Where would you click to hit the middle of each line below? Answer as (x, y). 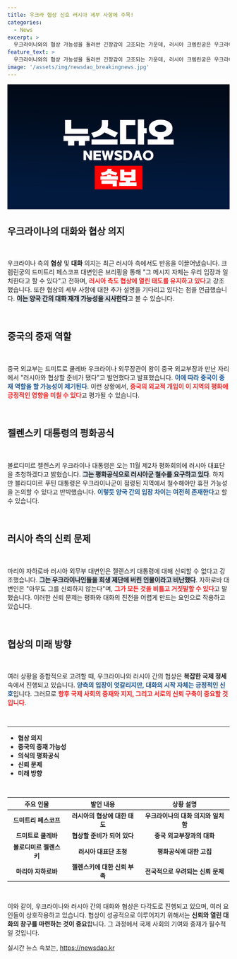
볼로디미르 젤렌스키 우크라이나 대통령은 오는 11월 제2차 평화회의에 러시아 (107, 465)
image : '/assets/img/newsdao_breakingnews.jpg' (79, 67)
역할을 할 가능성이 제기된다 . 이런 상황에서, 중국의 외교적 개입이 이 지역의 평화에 (121, 386)
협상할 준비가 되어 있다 (103, 836)
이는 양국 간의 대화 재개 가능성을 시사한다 (72, 299)
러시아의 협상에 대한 (99, 816)
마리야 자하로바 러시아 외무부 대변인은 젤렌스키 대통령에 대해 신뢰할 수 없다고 (113, 571)
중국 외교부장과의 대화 (184, 836)
